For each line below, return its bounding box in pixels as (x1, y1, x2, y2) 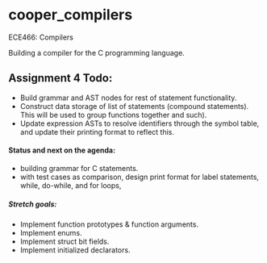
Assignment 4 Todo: (8, 71, 113, 86)
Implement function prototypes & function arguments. (19, 219, 199, 229)
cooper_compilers (8, 6, 133, 24)
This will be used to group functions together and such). (19, 110, 207, 119)
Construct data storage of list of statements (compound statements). (19, 101, 249, 111)
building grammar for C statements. (19, 163, 139, 173)
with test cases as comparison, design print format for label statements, (19, 172, 260, 182)
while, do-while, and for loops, (19, 180, 122, 190)
